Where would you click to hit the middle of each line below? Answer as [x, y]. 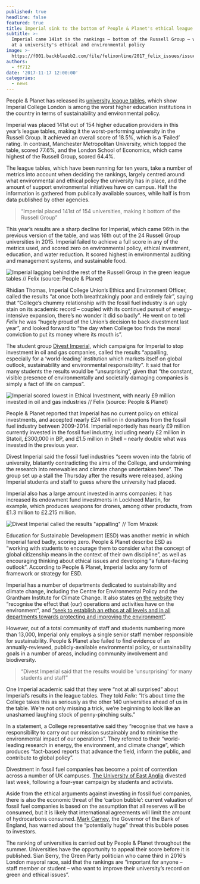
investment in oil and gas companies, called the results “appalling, [87, 352]
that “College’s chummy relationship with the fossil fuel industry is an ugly [97, 303]
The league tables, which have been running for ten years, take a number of [99, 168]
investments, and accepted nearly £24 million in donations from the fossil [96, 420]
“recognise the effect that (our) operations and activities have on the [90, 604]
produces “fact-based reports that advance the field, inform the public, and [99, 751]
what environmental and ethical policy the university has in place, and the [96, 180]
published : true [26, 12]
